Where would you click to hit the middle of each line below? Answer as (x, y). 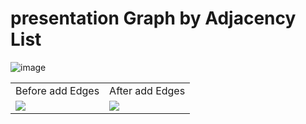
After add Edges (147, 90)
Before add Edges (57, 90)
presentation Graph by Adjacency (153, 18)
